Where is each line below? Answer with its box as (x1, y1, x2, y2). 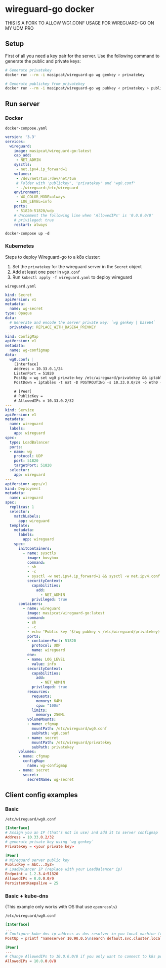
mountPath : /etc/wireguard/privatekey (31, 740, 112, 745)
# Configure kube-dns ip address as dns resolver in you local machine (5, 931, 156, 936)
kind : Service (5, 407, 35, 413)
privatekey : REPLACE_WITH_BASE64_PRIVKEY (9, 324, 96, 330)
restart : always (14, 222, 48, 227)
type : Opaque (5, 311, 32, 316)
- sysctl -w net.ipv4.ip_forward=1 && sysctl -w (27, 574, 129, 579)
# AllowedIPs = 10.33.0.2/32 (14, 398, 74, 403)
